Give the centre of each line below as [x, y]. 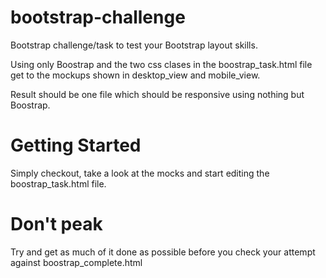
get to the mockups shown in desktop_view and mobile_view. [135, 75]
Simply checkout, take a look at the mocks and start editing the [140, 173]
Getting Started [76, 145]
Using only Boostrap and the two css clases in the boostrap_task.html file [161, 64]
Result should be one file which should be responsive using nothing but [157, 94]
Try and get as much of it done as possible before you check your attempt [163, 252]
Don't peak [56, 224]
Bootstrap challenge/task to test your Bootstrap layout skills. [134, 45]
